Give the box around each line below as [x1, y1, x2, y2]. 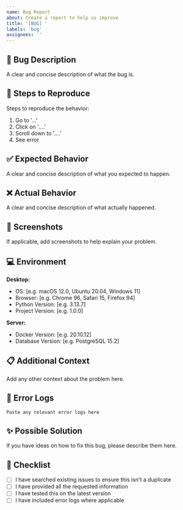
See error [15, 136, 40, 143]
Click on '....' [15, 123, 46, 130]
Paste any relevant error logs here [6, 409, 99, 415]
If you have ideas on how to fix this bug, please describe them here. [6, 442, 177, 449]
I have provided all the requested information [15, 483, 128, 490]
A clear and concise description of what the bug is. [6, 70, 135, 78]
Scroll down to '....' [15, 129, 62, 137]
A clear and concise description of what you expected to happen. [6, 170, 171, 178]
